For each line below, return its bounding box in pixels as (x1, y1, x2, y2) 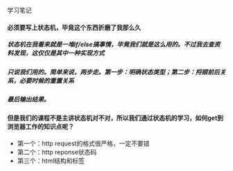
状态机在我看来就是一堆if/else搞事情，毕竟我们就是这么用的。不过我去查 (7, 40, 214, 48)
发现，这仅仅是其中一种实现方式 (12, 49, 105, 57)
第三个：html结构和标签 (17, 156, 85, 165)
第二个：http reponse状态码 (17, 147, 97, 156)
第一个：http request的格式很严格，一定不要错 (17, 139, 150, 147)
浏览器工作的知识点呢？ (7, 123, 74, 131)
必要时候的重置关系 (19, 76, 74, 84)
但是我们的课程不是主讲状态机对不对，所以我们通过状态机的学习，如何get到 (7, 114, 224, 123)
